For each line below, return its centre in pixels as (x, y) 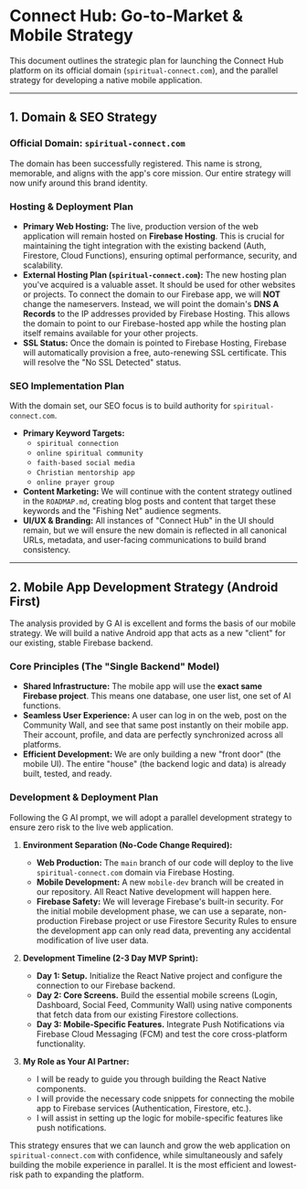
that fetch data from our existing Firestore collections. (138, 1014)
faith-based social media (85, 463)
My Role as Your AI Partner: (76, 1061)
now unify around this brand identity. (79, 183)
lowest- (282, 1164)
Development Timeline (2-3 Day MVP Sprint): (111, 958)
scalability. (43, 265)
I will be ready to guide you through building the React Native (151, 1078)
